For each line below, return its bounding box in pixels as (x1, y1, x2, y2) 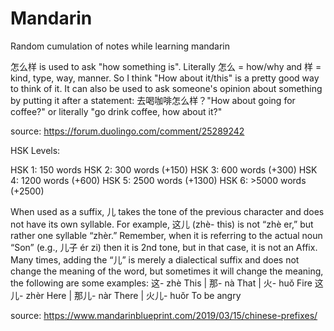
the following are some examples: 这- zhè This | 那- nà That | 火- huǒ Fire (10, 277, 313, 289)
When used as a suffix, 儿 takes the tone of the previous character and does (10, 205, 325, 217)
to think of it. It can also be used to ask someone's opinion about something (10, 82, 323, 94)
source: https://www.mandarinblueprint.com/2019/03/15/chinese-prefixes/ (10, 309, 318, 321)
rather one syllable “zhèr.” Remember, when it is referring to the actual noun (10, 229, 323, 241)
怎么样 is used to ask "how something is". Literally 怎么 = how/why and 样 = (10, 60, 322, 72)
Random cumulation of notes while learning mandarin (10, 40, 231, 52)
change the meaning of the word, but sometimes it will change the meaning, (10, 265, 324, 277)
